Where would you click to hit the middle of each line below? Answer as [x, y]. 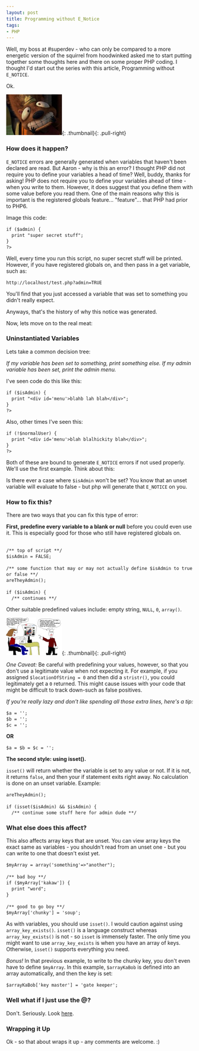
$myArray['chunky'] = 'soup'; [44, 913]
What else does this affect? [47, 828]
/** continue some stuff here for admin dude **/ [74, 813]
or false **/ [22, 575]
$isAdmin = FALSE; [29, 557]
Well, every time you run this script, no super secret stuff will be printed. [94, 258]
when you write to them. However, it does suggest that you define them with [99, 187]
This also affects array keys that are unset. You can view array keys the [93, 841]
